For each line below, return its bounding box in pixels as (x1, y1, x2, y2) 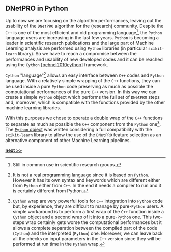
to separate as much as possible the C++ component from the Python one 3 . (5, 120, 161, 127)
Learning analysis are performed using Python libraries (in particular (5, 45, 148, 51)
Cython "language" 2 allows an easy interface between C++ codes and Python (5, 71, 164, 78)
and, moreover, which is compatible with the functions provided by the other (5, 99, 165, 106)
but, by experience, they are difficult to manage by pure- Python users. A (12, 203, 164, 209)
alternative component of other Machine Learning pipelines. (5, 137, 131, 143)
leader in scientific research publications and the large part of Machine (5, 40, 154, 46)
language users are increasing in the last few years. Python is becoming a (5, 35, 159, 41)
